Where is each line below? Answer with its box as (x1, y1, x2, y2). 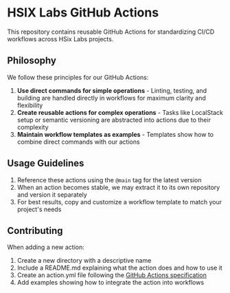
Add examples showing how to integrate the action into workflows (16, 279, 205, 287)
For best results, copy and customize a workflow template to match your (16, 197, 222, 206)
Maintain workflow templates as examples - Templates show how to (16, 130, 214, 138)
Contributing (7, 225, 63, 237)
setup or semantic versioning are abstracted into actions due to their (16, 116, 211, 124)
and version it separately (16, 191, 87, 199)
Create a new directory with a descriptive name (16, 257, 152, 265)
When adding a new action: (7, 243, 84, 252)
